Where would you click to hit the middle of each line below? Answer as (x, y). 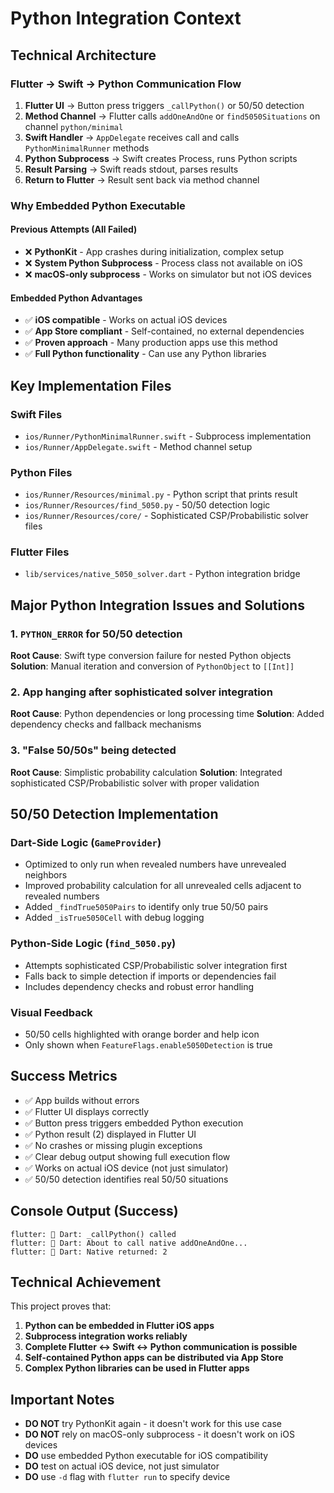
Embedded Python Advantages (76, 298)
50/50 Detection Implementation (114, 814)
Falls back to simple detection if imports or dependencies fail (150, 976)
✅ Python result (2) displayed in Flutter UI (110, 1134)
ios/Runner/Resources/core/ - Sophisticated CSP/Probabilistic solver (166, 516)
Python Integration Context (126, 18)
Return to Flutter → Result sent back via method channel (142, 179)
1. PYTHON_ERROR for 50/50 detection (96, 634)
